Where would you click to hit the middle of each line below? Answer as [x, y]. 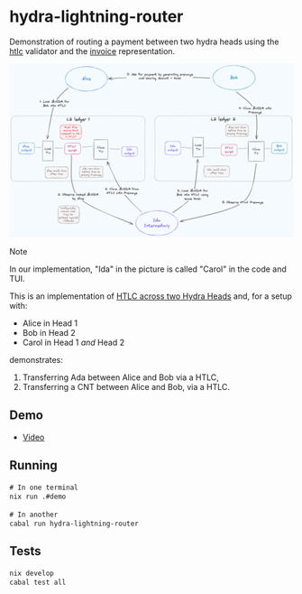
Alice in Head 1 [50, 323]
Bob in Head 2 [49, 333]
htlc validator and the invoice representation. [92, 51]
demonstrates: [36, 360]
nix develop [32, 573]
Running [34, 465]
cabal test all [38, 582]
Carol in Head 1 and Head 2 [73, 343]
